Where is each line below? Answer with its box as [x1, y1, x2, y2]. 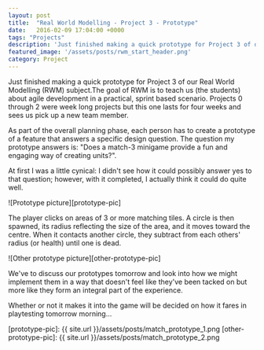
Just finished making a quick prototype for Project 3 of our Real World [8, 76, 235, 87]
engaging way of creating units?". [8, 150, 117, 160]
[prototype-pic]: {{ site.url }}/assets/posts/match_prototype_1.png [8, 324, 221, 333]
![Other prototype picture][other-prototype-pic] [8, 253, 161, 263]
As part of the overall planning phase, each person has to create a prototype [8, 125, 256, 134]
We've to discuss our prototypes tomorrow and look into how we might [8, 268, 238, 278]
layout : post [8, 11, 51, 20]
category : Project [8, 56, 68, 64]
